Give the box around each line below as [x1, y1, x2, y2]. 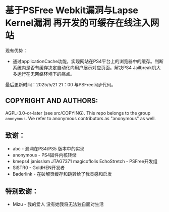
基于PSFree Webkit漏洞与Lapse [5, 5, 139, 16]
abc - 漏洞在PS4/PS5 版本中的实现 [12, 145, 85, 151]
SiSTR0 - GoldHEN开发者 [12, 165, 65, 171]
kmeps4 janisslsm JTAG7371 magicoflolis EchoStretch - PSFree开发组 [12, 158, 158, 164]
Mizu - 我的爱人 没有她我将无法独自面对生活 [12, 201, 104, 207]
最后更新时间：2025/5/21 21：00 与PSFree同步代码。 [5, 81, 116, 87]
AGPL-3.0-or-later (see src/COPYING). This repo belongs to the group [5, 110, 151, 116]
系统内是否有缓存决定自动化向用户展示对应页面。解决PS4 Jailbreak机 [12, 64, 156, 71]
